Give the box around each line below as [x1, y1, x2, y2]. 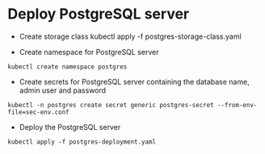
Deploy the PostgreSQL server [19, 122, 121, 131]
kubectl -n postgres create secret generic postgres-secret [7, 101, 215, 109]
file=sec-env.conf [7, 108, 69, 116]
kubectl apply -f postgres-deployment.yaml [7, 138, 157, 146]
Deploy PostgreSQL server [7, 5, 190, 23]
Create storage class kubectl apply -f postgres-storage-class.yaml [19, 31, 242, 41]
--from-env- [217, 101, 258, 109]
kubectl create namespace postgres [7, 62, 128, 71]
